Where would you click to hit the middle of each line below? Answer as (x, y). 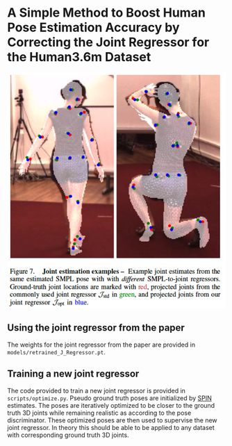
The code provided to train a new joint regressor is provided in (97, 390)
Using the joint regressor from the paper (96, 328)
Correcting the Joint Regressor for (108, 42)
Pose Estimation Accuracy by (93, 27)
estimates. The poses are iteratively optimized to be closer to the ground (111, 405)
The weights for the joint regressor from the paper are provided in (101, 345)
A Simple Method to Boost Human (107, 13)
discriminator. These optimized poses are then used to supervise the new (112, 420)
